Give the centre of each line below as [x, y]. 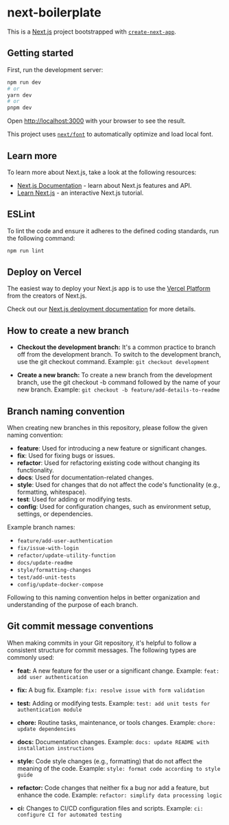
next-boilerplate [54, 13]
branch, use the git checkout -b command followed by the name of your [119, 383]
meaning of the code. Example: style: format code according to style [119, 768]
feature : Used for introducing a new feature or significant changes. [112, 449]
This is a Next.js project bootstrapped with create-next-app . [92, 32]
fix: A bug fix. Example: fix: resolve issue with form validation [111, 690]
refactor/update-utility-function [66, 556]
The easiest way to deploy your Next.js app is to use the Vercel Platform [109, 289]
